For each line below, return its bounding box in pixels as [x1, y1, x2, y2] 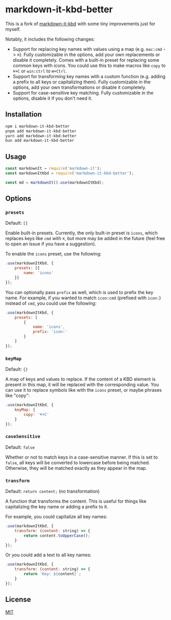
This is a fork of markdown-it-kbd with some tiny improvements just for [5, 21, 156, 27]
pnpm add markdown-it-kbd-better [5, 129, 77, 134]
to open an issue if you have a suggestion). [5, 241, 96, 247]
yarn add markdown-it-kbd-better [5, 133, 77, 138]
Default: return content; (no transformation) [5, 488, 100, 495]
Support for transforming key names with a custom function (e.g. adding [12, 73, 165, 79]
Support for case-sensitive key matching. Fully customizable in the [12, 89, 154, 96]
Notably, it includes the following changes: [5, 36, 95, 42]
